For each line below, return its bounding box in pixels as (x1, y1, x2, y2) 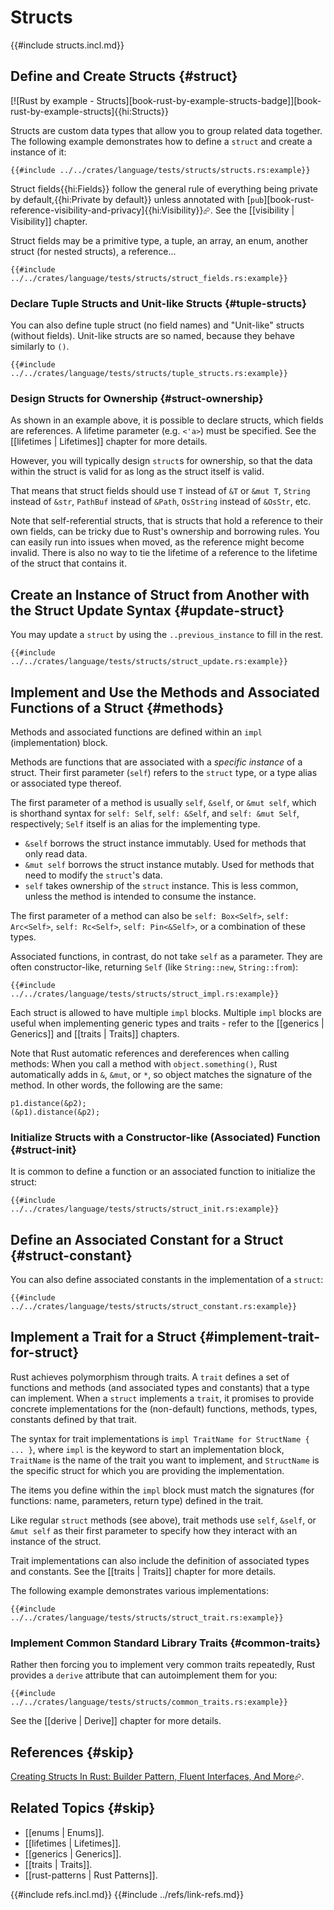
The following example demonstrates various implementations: (10, 1584, 270, 1596)
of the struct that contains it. (10, 557, 127, 570)
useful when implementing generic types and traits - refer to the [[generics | (10, 1017, 325, 1029)
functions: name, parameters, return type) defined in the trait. (10, 1494, 264, 1506)
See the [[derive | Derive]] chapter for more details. (10, 1715, 222, 1727)
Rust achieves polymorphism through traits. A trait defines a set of (10, 1371, 290, 1383)
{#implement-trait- (199, 1329, 320, 1346)
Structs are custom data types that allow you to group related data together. (10, 124, 323, 136)
